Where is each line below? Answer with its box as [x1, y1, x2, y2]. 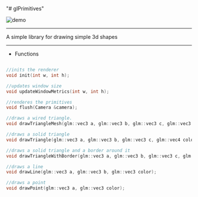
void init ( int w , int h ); [6, 72, 70, 78]
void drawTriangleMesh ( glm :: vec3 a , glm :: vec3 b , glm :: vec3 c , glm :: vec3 [6, 121, 192, 127]
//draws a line [6, 163, 44, 170]
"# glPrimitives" [6, 5, 44, 12]
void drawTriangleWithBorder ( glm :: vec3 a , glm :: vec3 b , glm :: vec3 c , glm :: [6, 153, 196, 159]
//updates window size [6, 83, 62, 89]
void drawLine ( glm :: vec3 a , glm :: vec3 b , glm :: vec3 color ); [6, 169, 157, 175]
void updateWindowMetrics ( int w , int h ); [6, 88, 110, 94]
